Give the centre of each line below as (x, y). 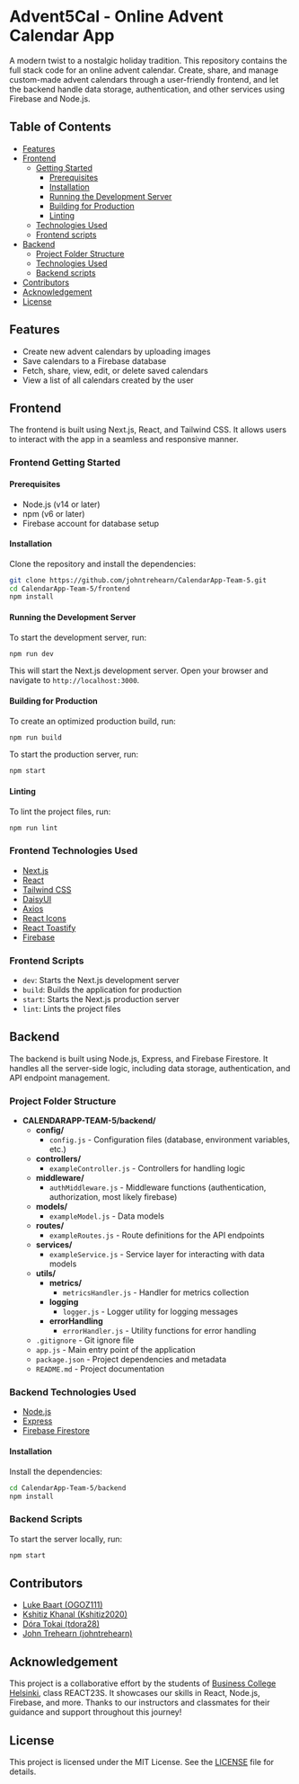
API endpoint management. (60, 1078)
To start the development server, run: (78, 637)
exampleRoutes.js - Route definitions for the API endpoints (157, 1235)
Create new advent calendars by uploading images (116, 351)
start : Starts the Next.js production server (101, 999)
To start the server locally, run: (66, 1539)
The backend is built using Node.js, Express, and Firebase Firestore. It (139, 1059)
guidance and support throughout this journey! (96, 1712)
